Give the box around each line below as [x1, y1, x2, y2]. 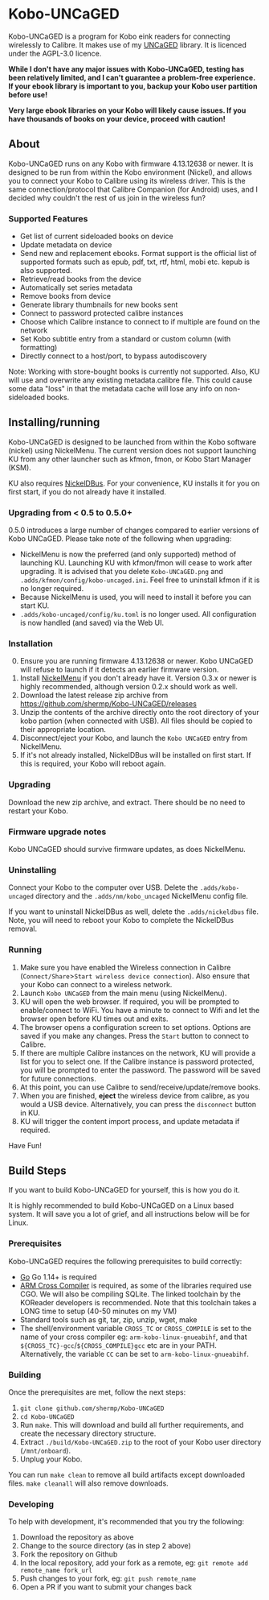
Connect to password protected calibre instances [19, 308, 184, 318]
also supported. [19, 266, 72, 275]
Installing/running [8, 416, 100, 429]
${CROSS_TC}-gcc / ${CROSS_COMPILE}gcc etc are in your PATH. [19, 1340, 217, 1350]
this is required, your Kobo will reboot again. [19, 759, 166, 769]
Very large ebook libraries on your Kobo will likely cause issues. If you [8, 105, 247, 115]
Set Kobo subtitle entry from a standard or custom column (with [19, 334, 231, 344]
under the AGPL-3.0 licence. [8, 48, 102, 58]
